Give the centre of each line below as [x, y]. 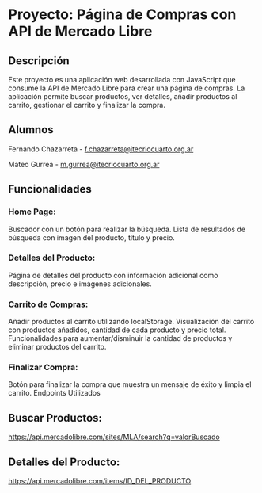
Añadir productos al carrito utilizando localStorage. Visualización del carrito [131, 322]
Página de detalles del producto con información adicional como [113, 275]
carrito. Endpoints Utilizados [54, 393]
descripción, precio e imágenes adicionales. [80, 284]
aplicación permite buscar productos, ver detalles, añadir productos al [123, 96]
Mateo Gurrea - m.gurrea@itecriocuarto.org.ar [84, 164]
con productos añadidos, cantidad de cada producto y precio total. [117, 330]
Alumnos [31, 130]
